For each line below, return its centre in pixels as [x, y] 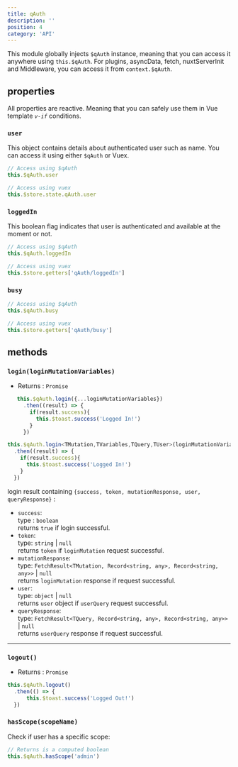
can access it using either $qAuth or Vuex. [68, 155]
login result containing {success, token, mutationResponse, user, [104, 491]
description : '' [31, 21]
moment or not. [30, 234]
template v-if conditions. [44, 116]
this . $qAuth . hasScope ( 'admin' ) [53, 756]
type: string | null [45, 543]
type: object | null [45, 595]
